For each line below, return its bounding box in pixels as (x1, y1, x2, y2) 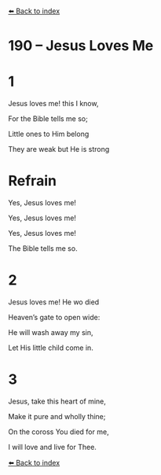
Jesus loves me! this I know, (8, 99, 99, 109)
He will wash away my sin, (8, 328, 93, 337)
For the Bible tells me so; (8, 114, 88, 123)
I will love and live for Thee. (8, 442, 97, 451)
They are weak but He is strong (8, 145, 110, 154)
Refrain (8, 172, 57, 190)
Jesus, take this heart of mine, (8, 396, 106, 406)
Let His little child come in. (8, 343, 94, 352)
